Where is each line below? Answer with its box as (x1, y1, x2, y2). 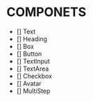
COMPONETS (6, 4, 87, 20)
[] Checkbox (16, 71, 53, 80)
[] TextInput (16, 57, 50, 65)
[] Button (16, 50, 42, 58)
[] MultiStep (16, 87, 51, 95)
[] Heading (16, 34, 48, 43)
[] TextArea (16, 64, 49, 73)
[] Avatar (16, 79, 42, 87)
